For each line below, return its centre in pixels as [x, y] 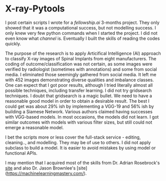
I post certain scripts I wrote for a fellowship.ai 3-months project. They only [83, 22]
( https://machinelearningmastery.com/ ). [46, 173]
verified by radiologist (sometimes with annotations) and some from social [81, 69]
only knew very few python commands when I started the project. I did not [81, 33]
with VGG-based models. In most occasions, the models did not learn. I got [82, 117]
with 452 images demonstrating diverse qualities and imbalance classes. [80, 80]
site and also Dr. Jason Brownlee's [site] [46, 168]
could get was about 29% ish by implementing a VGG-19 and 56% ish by [80, 106]
